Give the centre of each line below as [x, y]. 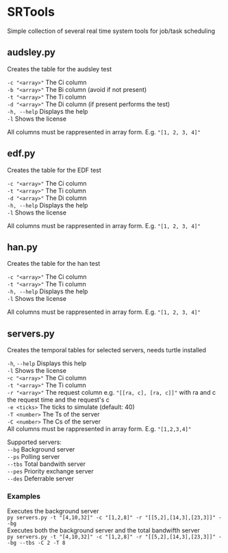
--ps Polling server [34, 457]
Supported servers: [34, 442]
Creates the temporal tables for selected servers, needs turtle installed [107, 350]
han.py [22, 247]
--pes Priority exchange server [50, 471]
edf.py [21, 154]
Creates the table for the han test [54, 264]
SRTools [31, 12]
